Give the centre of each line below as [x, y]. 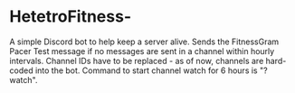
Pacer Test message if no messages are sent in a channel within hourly [142, 51]
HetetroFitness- [71, 17]
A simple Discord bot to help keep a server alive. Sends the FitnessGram [144, 42]
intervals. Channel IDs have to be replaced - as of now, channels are [137, 60]
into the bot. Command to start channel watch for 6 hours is [146, 70]
